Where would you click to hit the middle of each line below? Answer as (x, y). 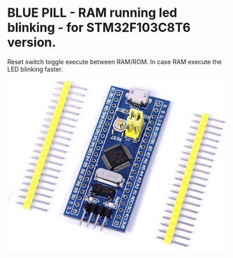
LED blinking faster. (35, 69)
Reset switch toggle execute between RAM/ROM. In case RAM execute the (114, 61)
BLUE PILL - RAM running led (92, 13)
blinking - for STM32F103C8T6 (99, 28)
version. (32, 43)
